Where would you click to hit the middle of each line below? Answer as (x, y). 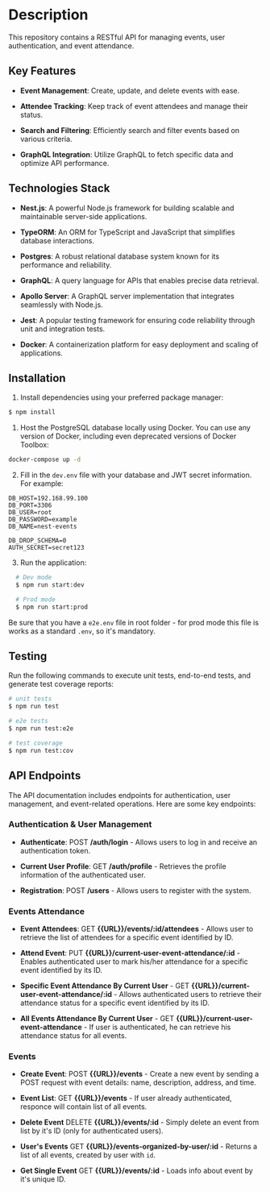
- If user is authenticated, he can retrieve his (157, 1027)
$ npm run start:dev (50, 585)
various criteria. (46, 139)
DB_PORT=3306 (30, 505)
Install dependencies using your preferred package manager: (122, 397)
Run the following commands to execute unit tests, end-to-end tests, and (130, 675)
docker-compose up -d (45, 460)
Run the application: (53, 563)
